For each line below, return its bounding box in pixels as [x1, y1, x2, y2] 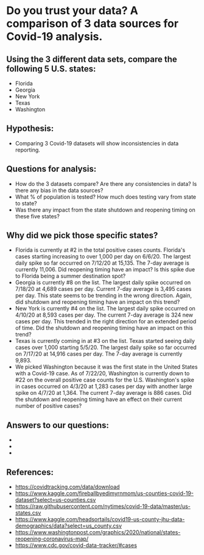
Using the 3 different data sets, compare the [6, 54, 178, 64]
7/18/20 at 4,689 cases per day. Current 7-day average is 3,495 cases [15, 285, 192, 293]
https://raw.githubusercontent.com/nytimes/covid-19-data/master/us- [15, 502, 191, 510]
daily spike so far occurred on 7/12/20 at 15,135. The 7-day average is [15, 259, 190, 266]
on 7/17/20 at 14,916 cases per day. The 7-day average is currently [15, 350, 183, 358]
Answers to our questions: [6, 420, 110, 430]
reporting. [15, 146, 41, 153]
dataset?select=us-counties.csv [15, 496, 96, 504]
